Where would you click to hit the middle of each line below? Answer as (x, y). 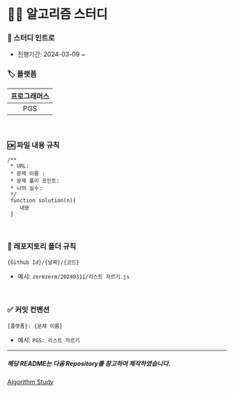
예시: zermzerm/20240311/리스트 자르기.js (73, 276)
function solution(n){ (43, 201)
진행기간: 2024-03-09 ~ (51, 54)
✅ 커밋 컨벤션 (29, 310)
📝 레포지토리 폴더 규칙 (42, 246)
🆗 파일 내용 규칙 (33, 145)
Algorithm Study (31, 382)
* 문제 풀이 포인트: (35, 181)
